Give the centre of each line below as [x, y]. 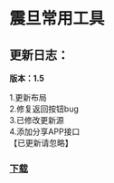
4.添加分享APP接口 [45, 131]
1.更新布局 [28, 97]
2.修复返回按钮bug [44, 109]
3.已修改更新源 [37, 120]
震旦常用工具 [57, 19]
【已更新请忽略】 [41, 143]
